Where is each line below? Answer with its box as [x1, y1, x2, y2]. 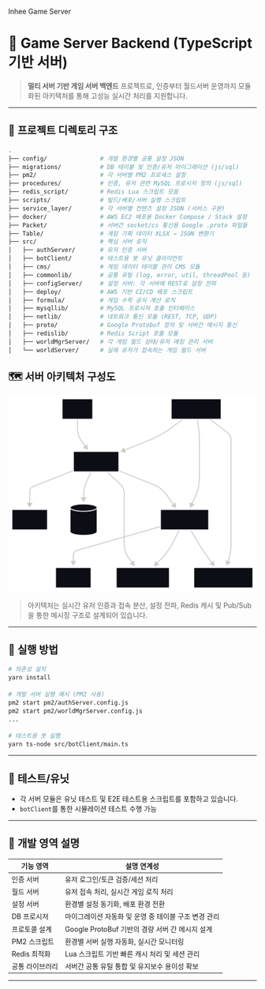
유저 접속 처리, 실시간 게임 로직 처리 [64, 886, 174, 896]
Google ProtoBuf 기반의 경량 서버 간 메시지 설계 [64, 924, 213, 934]
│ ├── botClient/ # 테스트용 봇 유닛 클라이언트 [8, 254, 183, 263]
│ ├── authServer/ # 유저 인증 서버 [8, 246, 147, 254]
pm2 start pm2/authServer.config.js [8, 698, 129, 706]
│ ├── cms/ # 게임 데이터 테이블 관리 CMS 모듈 [8, 263, 201, 271]
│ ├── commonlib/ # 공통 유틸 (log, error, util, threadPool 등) [8, 271, 251, 279]
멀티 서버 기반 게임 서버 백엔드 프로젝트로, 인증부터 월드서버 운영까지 [27, 81, 237, 90]
